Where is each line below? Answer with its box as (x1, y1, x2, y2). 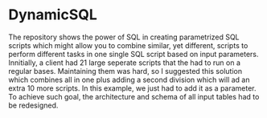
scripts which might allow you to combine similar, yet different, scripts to (8, 40, 249, 50)
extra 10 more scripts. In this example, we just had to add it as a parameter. (8, 83, 257, 93)
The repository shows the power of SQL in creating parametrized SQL (8, 32, 240, 42)
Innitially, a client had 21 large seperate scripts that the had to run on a (8, 58, 241, 67)
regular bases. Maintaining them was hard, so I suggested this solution (8, 66, 243, 75)
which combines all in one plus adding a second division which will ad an (8, 75, 250, 84)
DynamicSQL (8, 6, 98, 24)
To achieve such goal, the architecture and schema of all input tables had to (8, 92, 260, 101)
